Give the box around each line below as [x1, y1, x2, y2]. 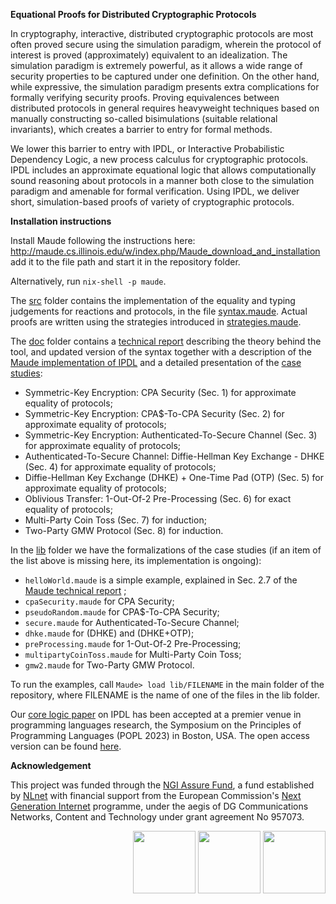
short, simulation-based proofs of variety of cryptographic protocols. [10, 196, 295, 208]
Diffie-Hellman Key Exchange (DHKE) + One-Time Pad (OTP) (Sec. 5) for [24, 472, 324, 483]
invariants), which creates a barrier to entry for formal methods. [10, 124, 273, 135]
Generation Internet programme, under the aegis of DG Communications [10, 800, 309, 812]
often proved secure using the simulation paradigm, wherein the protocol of [10, 39, 322, 50]
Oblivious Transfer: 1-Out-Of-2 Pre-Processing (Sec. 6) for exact [24, 493, 292, 504]
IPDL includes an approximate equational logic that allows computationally [10, 164, 317, 176]
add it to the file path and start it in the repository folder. [10, 256, 241, 268]
